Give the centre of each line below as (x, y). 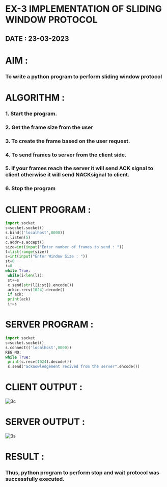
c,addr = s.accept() (25, 242)
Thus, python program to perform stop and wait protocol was (82, 473)
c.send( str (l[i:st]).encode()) (40, 285)
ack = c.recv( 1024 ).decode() (36, 290)
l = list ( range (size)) (27, 252)
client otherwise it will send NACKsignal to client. (67, 175)
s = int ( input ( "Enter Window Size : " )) (46, 257)
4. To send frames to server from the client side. (66, 155)
